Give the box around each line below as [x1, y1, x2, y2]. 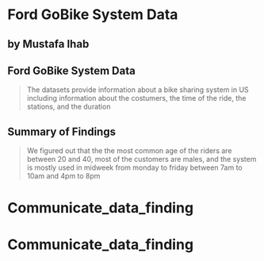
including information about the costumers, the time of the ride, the [26, 94, 247, 103]
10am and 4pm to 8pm [26, 171, 101, 181]
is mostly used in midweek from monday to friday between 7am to [26, 163, 243, 172]
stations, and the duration [26, 102, 111, 112]
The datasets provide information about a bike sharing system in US [26, 85, 249, 94]
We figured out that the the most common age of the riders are [26, 146, 232, 155]
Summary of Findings [7, 125, 117, 138]
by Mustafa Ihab [7, 37, 90, 51]
